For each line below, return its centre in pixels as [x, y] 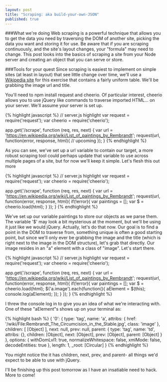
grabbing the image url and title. [38, 85]
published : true [22, 19]
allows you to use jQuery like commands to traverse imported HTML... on [80, 100]
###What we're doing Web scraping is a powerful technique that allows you [83, 33]
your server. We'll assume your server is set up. [54, 106]
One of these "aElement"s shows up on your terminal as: [63, 309]
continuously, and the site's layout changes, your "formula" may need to [79, 49]
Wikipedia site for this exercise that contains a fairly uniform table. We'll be [82, 80]
